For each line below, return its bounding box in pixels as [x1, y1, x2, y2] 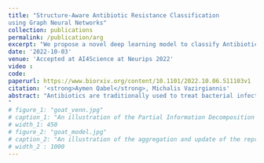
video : [8, 63, 34, 71]
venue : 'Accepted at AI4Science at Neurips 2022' [8, 56, 174, 63]
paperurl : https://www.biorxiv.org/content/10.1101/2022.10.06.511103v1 [8, 77, 251, 85]
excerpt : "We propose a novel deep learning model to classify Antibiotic [8, 41, 258, 49]
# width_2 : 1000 [8, 143, 65, 150]
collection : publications [8, 26, 93, 34]
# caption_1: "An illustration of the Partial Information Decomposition [8, 114, 255, 121]
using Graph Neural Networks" [8, 19, 108, 27]
